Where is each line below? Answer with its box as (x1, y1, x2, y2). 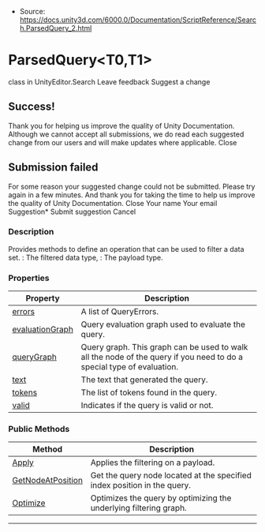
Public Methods (8, 424, 70, 435)
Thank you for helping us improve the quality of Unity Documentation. (8, 121, 235, 130)
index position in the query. (90, 480, 192, 491)
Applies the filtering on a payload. (90, 457, 215, 468)
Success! (8, 100, 55, 114)
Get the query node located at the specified (90, 470, 252, 481)
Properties (8, 272, 50, 283)
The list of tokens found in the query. (80, 387, 218, 398)
